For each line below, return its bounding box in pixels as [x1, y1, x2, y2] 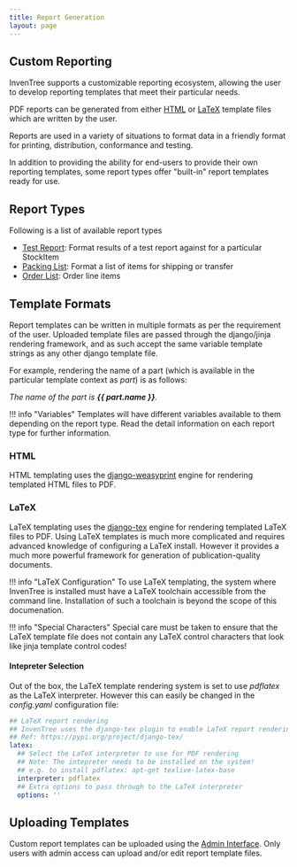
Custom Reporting [9, 54, 112, 69]
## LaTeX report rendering [9, 716, 109, 725]
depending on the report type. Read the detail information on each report [9, 418, 276, 429]
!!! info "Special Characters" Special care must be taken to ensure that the [9, 622, 278, 632]
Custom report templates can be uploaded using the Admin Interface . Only [9, 839, 281, 849]
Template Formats [9, 296, 112, 311]
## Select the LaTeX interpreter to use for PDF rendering [17, 749, 240, 758]
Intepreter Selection [9, 661, 84, 671]
